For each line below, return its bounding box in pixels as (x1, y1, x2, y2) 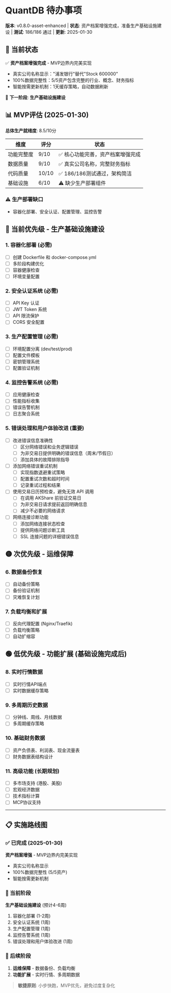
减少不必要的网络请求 (20, 507, 65, 514)
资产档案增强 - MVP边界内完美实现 (5, 852, 78, 858)
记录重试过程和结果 (20, 482, 61, 488)
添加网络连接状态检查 (20, 520, 65, 526)
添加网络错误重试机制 (12, 463, 58, 469)
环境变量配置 (12, 273, 40, 279)
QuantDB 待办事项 (5, 5, 82, 16)
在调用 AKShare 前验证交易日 (20, 495, 81, 501)
